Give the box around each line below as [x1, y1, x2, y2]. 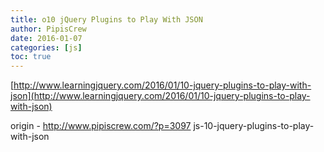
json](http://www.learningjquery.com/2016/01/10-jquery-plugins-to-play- [10, 90, 311, 102]
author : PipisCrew [10, 24, 87, 34]
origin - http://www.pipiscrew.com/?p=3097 [10, 120, 192, 132]
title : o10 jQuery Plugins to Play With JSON [10, 14, 203, 25]
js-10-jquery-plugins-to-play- [193, 120, 315, 132]
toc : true [10, 52, 52, 62]
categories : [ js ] [10, 42, 83, 53]
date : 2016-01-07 [10, 33, 83, 43]
